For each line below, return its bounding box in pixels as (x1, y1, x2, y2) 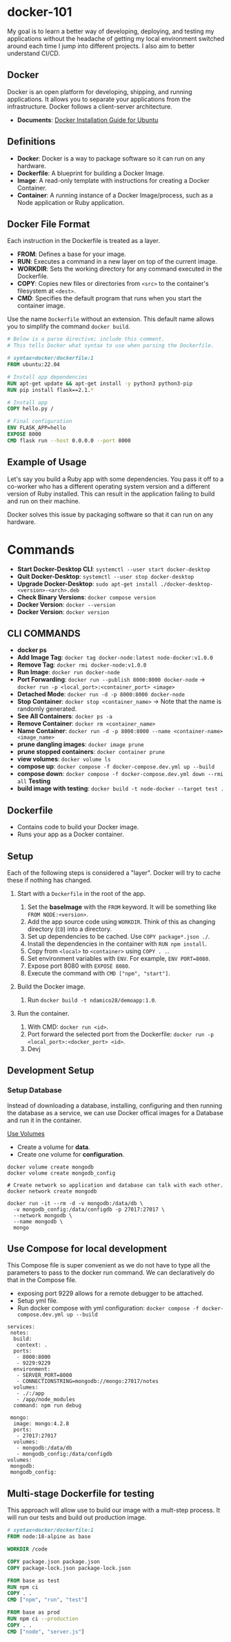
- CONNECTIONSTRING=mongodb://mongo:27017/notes (16, 1378, 159, 1385)
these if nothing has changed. (7, 876, 92, 884)
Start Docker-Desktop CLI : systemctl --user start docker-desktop (17, 565, 210, 573)
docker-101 (7, 4, 72, 20)
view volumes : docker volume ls (17, 755, 112, 764)
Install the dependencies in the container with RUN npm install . (27, 939, 207, 948)
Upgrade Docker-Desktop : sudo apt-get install (17, 579, 158, 588)
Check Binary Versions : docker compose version (17, 593, 157, 601)
